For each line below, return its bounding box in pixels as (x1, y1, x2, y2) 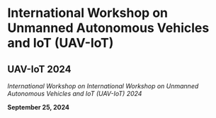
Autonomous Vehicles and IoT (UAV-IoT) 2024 (7, 90, 142, 98)
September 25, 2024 (7, 103, 69, 111)
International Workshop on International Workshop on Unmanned (7, 82, 199, 90)
